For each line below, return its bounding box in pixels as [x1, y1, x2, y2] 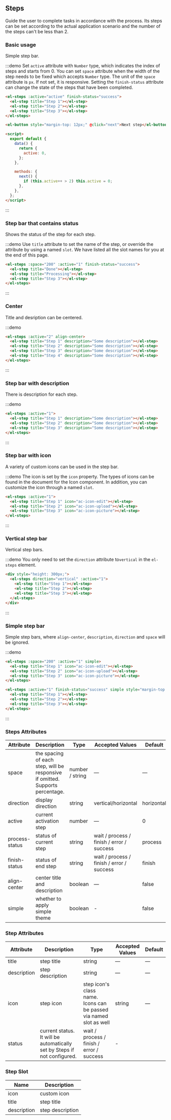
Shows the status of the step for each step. [5, 231, 96, 237]
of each [35, 756, 54, 763]
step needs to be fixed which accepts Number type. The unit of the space [5, 73, 156, 80]
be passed [83, 1006, 108, 1013]
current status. [40, 1027, 75, 1034]
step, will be [35, 762, 65, 770]
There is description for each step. [5, 391, 78, 397]
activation [35, 817, 60, 824]
